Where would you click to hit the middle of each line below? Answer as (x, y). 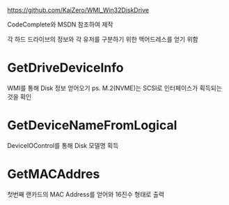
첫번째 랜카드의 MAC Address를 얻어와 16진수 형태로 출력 (86, 194)
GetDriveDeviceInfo (65, 68)
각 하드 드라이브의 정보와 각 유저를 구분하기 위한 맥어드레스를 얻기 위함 (103, 39)
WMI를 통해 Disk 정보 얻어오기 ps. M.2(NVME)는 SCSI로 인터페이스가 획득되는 (115, 88)
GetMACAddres (54, 174)
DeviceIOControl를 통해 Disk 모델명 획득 (63, 145)
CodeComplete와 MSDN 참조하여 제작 (60, 24)
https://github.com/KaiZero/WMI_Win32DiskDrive (78, 10)
